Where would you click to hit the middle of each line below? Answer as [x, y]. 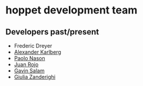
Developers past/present [52, 32]
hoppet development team [71, 10]
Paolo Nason [29, 58]
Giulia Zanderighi [35, 77]
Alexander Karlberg [37, 52]
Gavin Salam [29, 70]
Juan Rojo [26, 64]
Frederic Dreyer [33, 46]
